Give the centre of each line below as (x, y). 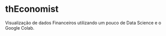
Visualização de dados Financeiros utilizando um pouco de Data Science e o (83, 23)
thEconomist (32, 9)
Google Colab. (20, 28)
